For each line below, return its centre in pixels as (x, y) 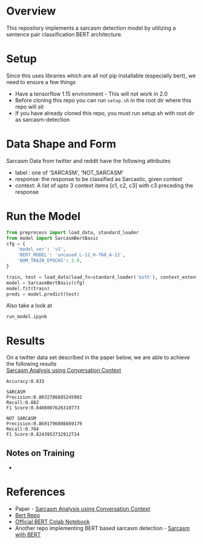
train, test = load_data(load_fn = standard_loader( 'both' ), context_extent (102, 277)
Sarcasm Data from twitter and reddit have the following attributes (89, 161)
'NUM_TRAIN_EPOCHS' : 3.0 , (50, 261)
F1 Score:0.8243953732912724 (43, 434)
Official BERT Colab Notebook (52, 522)
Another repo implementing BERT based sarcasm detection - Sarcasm (102, 528)
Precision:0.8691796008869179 (44, 424)
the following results (31, 364)
